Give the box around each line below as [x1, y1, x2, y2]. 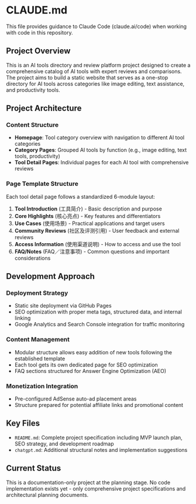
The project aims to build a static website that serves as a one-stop [6, 74, 169, 81]
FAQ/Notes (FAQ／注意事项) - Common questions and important [14, 248, 170, 255]
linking [14, 315, 31, 322]
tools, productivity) [14, 153, 60, 160]
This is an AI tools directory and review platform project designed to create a [6, 61, 191, 68]
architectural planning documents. [6, 491, 89, 498]
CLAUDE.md [6, 4, 68, 17]
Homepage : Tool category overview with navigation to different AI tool [14, 134, 185, 141]
